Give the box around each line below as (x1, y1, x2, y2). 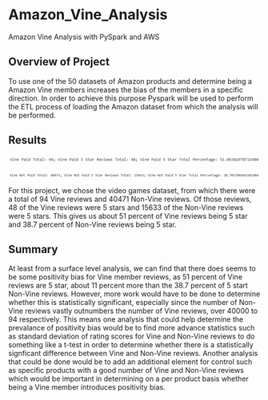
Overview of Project (8, 55, 110, 69)
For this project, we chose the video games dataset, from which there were (8, 185, 256, 195)
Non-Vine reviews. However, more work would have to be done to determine (8, 289, 261, 299)
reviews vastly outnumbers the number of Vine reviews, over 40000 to (25, 306, 258, 316)
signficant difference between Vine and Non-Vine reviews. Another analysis (8, 349, 258, 358)
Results (8, 133, 47, 147)
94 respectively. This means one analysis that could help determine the (8, 315, 244, 324)
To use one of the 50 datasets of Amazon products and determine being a (8, 76, 252, 85)
